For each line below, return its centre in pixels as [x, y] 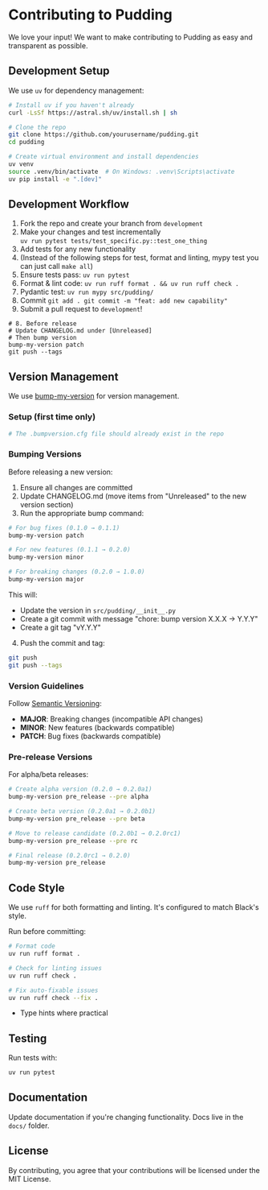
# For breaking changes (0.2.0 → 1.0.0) [77, 572]
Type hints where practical [64, 1013]
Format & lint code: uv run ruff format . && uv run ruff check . [129, 283]
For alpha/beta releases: [49, 775]
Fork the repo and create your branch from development [111, 224]
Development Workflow [69, 204]
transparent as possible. [48, 45]
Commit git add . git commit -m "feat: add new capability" [124, 300]
